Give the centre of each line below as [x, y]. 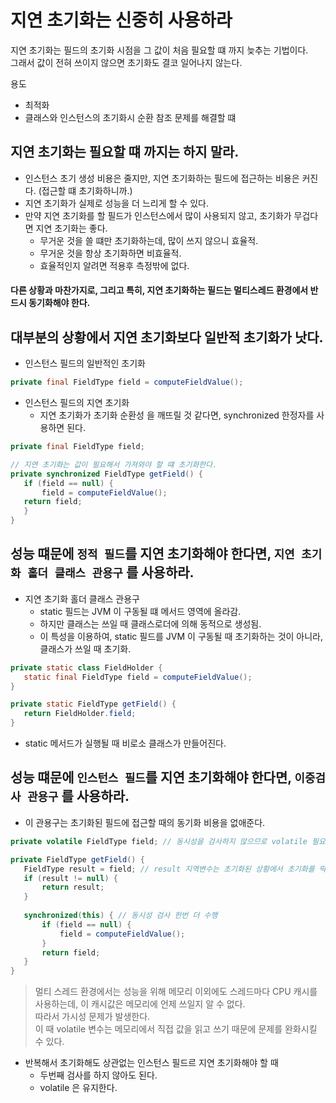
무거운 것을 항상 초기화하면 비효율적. [110, 253]
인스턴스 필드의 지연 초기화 [77, 403]
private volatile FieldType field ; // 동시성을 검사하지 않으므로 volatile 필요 [168, 841]
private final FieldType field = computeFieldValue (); [127, 382]
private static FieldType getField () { [93, 704]
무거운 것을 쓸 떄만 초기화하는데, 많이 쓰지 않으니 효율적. [149, 240]
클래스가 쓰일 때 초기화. [85, 648]
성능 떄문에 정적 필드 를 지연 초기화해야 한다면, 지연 [152, 554]
